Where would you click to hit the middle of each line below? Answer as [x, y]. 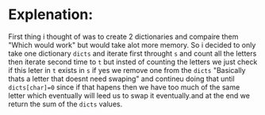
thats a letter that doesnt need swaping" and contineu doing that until [122, 79]
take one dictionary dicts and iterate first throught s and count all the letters [132, 53]
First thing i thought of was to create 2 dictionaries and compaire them [123, 36]
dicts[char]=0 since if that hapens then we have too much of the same [124, 87]
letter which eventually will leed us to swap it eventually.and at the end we [129, 95]
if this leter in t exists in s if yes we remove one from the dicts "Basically [127, 70]
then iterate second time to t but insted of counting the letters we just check [133, 62]
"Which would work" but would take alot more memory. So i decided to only [132, 44]
